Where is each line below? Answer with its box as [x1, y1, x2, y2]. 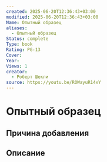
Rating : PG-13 [6, 47, 41, 53]
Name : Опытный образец [6, 19, 62, 25]
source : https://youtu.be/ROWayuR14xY [6, 80, 101, 86]
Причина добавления [6, 128, 89, 138]
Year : [6, 58, 19, 63]
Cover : [6, 52, 22, 58]
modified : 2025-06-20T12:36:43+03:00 [6, 14, 99, 20]
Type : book [6, 42, 33, 48]
